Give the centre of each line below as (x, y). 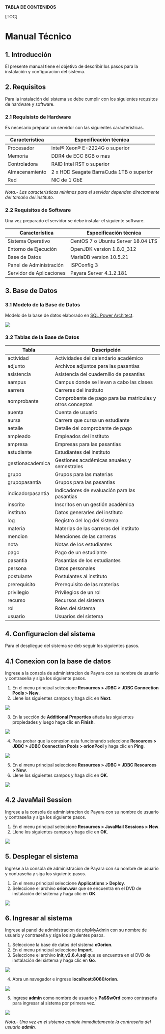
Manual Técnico (39, 37)
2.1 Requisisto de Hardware (38, 117)
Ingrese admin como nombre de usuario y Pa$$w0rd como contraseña (84, 998)
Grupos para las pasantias (85, 482)
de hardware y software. (30, 104)
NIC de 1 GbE (67, 180)
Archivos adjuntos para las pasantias (97, 366)
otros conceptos (74, 404)
